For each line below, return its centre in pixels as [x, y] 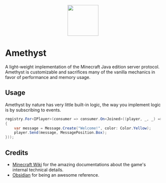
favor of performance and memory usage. [48, 77]
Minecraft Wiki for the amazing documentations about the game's [79, 164]
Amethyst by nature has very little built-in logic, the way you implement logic [83, 105]
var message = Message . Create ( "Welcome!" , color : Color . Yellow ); [83, 128]
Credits [17, 153]
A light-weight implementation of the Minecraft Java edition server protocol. [82, 67]
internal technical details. [38, 170]
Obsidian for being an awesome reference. [56, 175]
